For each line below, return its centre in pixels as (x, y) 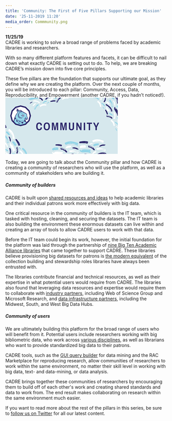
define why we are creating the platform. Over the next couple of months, (83, 84)
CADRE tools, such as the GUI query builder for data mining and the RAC (82, 355)
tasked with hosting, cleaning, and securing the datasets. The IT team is (81, 219)
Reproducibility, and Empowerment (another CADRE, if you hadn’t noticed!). (85, 95)
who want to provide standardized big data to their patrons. (68, 345)
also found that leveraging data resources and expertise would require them (85, 288)
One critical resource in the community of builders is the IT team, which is (83, 213)
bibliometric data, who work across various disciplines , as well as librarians (85, 340)
